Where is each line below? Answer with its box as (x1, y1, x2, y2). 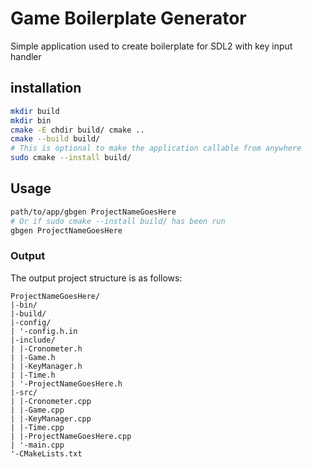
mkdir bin (10, 115, 52, 126)
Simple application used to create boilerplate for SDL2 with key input (10, 40, 293, 52)
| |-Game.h (10, 352, 56, 362)
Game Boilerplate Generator (10, 7, 247, 30)
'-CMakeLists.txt (10, 448, 83, 459)
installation (10, 80, 82, 97)
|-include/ (10, 335, 56, 345)
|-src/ (10, 387, 38, 397)
